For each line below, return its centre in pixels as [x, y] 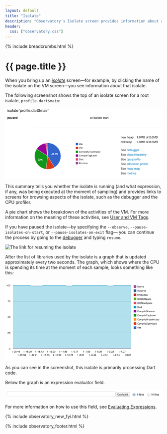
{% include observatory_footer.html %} [45, 426]
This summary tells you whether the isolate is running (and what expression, [83, 187]
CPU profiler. [18, 203]
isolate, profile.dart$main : [33, 101]
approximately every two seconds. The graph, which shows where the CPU [83, 262]
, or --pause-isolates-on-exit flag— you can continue [99, 232]
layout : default [22, 10]
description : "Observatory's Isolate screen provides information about [82, 21]
